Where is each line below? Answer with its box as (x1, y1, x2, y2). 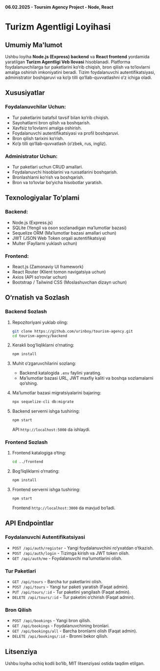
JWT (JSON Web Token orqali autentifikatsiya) (12, 235, 106, 241)
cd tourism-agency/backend (12, 333, 68, 338)
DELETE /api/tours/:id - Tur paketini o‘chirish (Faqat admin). (12, 594, 135, 600)
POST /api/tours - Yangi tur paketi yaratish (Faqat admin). (12, 584, 129, 590)
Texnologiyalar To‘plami (5, 193, 80, 202)
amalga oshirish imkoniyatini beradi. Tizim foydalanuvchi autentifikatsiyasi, (5, 70, 156, 75)
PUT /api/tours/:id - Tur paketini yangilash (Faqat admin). (12, 589, 131, 595)
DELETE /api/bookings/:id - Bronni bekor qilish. (12, 633, 109, 639)
